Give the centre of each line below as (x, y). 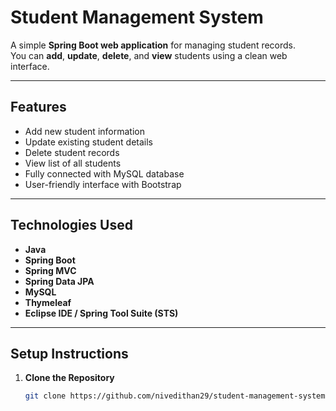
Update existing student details (88, 142)
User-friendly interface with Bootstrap (103, 184)
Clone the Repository (69, 378)
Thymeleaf (48, 302)
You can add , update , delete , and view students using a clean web (149, 55)
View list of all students (73, 163)
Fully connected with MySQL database (104, 173)
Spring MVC (50, 270)
